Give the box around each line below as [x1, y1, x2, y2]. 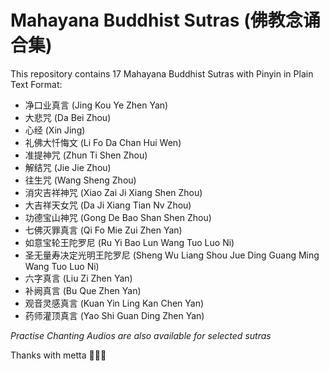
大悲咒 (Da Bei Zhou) [24, 111, 112, 123]
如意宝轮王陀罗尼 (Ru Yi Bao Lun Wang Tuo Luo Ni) [24, 236, 235, 248]
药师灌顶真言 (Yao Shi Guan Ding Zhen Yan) [24, 309, 205, 321]
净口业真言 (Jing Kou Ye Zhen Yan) [24, 99, 169, 111]
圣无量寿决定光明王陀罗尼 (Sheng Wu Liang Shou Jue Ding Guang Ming [24, 249, 320, 261]
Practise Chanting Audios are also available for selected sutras [10, 329, 272, 341]
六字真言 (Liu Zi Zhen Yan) [24, 272, 133, 284]
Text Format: [10, 78, 63, 90]
